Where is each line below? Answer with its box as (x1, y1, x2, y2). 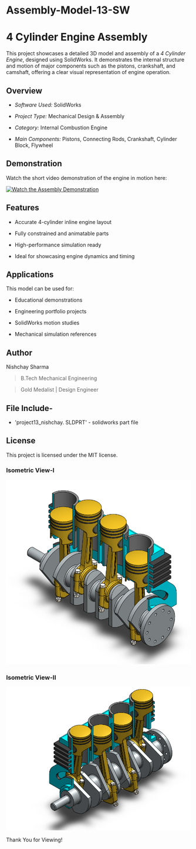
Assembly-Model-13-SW (6, 4, 130, 17)
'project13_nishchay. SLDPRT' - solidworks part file (14, 419, 139, 426)
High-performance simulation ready (14, 241, 102, 248)
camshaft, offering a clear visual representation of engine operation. (6, 69, 171, 76)
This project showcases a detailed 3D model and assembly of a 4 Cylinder (6, 50, 186, 57)
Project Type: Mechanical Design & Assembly (14, 112, 125, 119)
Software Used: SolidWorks (14, 101, 82, 108)
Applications (6, 269, 54, 279)
